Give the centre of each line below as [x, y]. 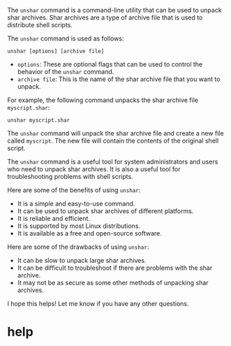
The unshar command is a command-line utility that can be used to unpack [114, 10]
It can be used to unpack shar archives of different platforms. [105, 211]
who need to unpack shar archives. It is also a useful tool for [94, 169]
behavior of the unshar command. [66, 72]
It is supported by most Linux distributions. [79, 226]
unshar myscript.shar [39, 120]
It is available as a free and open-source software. [89, 233]
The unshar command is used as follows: [66, 38]
